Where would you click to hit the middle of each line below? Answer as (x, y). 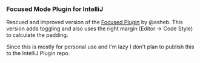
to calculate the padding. (37, 35)
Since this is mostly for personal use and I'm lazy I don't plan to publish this (100, 47)
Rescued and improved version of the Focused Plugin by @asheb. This (95, 22)
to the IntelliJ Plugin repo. (38, 53)
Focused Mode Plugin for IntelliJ (55, 9)
